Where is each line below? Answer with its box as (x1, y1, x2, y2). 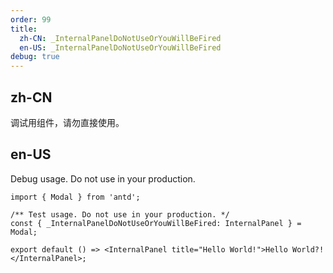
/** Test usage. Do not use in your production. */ (10, 209, 230, 220)
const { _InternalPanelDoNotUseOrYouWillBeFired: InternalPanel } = (10, 218, 302, 228)
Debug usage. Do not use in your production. (10, 172, 196, 185)
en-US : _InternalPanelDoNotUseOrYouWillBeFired (19, 42, 222, 53)
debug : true (10, 52, 60, 62)
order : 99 (10, 14, 52, 25)
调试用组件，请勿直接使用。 (10, 116, 125, 128)
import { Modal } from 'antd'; (10, 192, 141, 202)
